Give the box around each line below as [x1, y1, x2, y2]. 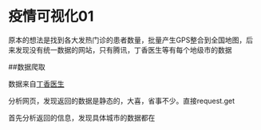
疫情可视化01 [8, 7, 94, 26]
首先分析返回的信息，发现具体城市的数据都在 [8, 112, 156, 122]
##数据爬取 [8, 61, 45, 72]
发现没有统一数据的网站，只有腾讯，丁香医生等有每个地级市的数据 [14, 45, 232, 54]
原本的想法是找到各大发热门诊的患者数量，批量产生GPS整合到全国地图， [8, 35, 247, 45]
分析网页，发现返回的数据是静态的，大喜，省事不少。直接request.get [8, 96, 235, 105]
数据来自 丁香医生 [8, 79, 65, 89]
